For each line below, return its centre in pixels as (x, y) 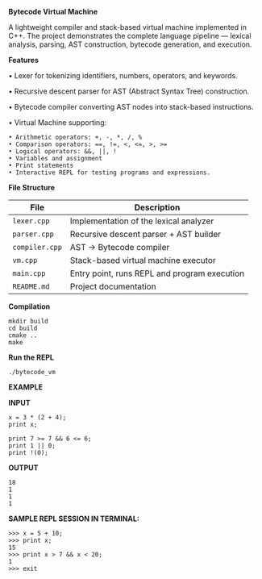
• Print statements (41, 165)
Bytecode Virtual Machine (53, 12)
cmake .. (23, 335)
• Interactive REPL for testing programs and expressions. (110, 173)
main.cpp (29, 273)
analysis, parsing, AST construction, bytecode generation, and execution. (130, 44)
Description (157, 207)
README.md (31, 287)
